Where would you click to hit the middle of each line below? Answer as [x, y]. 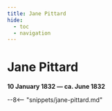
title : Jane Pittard [37, 14]
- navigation [32, 33]
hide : [15, 20]
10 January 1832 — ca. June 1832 [56, 87]
